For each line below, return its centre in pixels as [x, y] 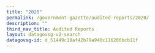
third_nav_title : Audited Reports [51, 29]
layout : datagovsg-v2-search [43, 35]
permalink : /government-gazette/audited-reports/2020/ [78, 18]
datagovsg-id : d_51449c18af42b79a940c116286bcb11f [72, 40]
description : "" [27, 23]
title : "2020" [25, 12]
